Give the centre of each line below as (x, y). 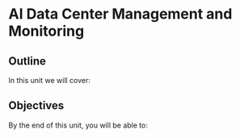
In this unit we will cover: (50, 80)
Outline (27, 61)
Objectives (36, 106)
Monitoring (46, 31)
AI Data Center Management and (120, 14)
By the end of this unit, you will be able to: (78, 125)
